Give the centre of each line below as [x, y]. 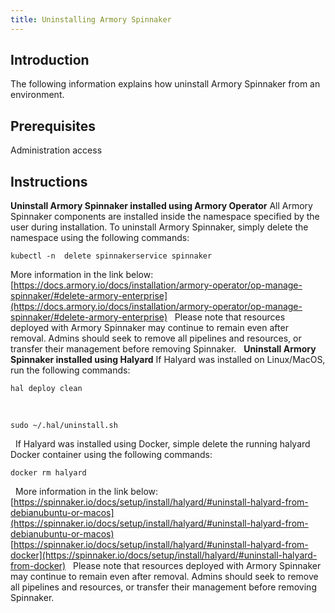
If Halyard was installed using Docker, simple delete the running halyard [162, 444]
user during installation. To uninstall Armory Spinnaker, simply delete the [159, 227]
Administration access [56, 150]
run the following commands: [70, 370]
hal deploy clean [46, 389]
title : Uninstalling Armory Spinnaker [91, 19]
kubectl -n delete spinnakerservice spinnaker [111, 256]
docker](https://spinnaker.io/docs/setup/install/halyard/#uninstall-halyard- [164, 555]
